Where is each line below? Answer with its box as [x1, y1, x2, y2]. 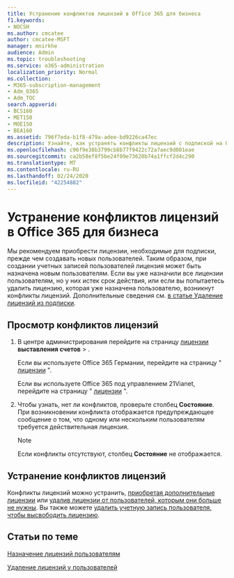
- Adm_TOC [7, 95, 36, 102]
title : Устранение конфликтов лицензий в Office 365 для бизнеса [7, 10, 201, 17]
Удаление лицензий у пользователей [7, 563, 118, 571]
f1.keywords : [7, 17, 45, 24]
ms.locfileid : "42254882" [7, 179, 82, 186]
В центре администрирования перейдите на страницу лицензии [17, 338, 209, 346]
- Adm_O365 [7, 88, 39, 95]
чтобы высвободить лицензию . [7, 510, 100, 519]
